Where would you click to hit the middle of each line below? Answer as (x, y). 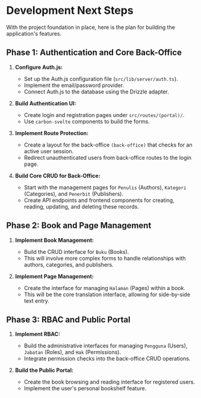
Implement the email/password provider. (74, 85)
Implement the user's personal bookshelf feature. (85, 388)
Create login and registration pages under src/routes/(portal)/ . (104, 115)
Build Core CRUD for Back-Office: (57, 175)
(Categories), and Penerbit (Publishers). (73, 194)
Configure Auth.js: (39, 67)
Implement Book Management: (54, 240)
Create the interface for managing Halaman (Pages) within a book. (104, 288)
